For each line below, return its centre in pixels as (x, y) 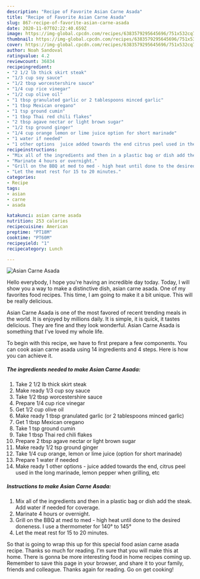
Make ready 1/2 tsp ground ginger (57, 447)
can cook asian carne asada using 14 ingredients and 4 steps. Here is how (98, 349)
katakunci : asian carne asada (44, 216)
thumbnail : (20, 39)
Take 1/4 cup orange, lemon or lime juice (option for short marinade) (99, 454)
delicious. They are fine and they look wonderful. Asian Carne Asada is (93, 325)
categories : (21, 178)
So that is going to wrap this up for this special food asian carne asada (93, 545)
